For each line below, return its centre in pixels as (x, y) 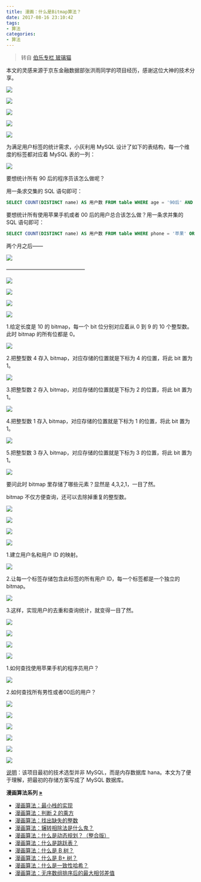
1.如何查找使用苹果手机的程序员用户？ (53, 668)
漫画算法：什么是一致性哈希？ (51, 865)
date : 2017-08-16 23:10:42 (40, 17)
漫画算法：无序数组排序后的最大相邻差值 (65, 873)
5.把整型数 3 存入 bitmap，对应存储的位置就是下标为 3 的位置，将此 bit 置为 (99, 452)
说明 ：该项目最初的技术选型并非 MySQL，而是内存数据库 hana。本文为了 (96, 772)
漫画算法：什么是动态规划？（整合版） (62, 835)
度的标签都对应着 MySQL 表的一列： (51, 154)
